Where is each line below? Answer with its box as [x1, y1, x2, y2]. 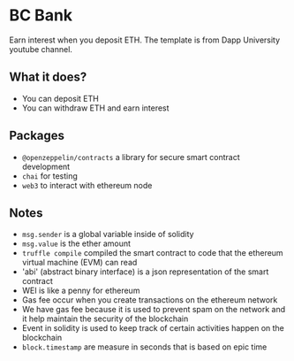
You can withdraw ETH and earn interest [21, 103, 170, 113]
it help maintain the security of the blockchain [21, 313, 189, 324]
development [21, 161, 71, 172]
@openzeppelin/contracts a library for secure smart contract [21, 151, 240, 162]
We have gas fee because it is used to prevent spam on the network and [21, 304, 286, 315]
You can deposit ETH [21, 93, 99, 104]
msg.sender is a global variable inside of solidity [21, 229, 194, 240]
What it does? [9, 70, 87, 85]
